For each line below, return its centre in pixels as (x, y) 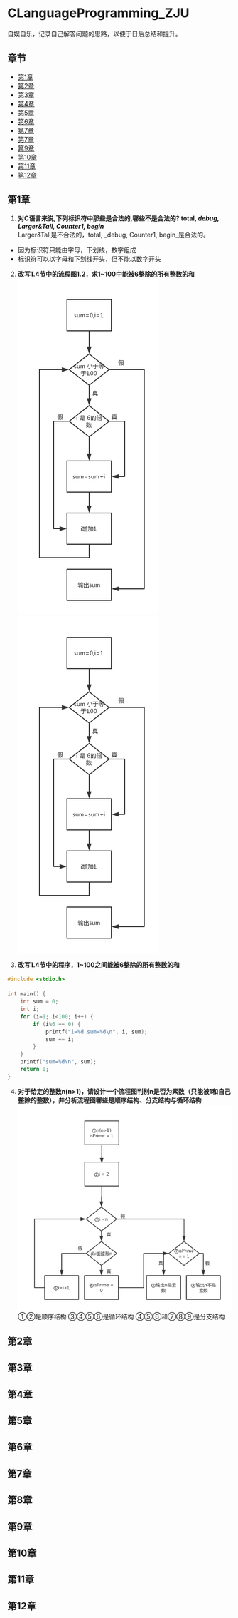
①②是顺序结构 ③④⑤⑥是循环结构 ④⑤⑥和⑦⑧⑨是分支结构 (121, 1316)
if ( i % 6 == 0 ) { (57, 1024)
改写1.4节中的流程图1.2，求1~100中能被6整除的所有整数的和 (106, 274)
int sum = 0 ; (39, 1002)
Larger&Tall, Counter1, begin (61, 226)
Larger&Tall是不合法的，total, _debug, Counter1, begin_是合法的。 (113, 235)
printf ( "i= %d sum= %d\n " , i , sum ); (96, 1032)
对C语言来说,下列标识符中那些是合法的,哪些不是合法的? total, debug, (118, 218)
